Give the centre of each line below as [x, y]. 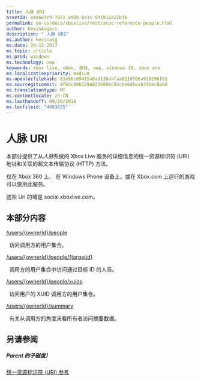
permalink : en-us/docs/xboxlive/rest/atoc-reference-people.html [89, 23]
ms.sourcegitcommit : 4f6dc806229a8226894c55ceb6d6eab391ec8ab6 [87, 85]
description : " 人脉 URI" [37, 34]
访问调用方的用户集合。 [38, 245]
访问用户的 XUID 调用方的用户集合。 [54, 294]
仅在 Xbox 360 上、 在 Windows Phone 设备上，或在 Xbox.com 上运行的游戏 [101, 177]
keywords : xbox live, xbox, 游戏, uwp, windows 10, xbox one [83, 68]
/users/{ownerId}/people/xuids [44, 282]
